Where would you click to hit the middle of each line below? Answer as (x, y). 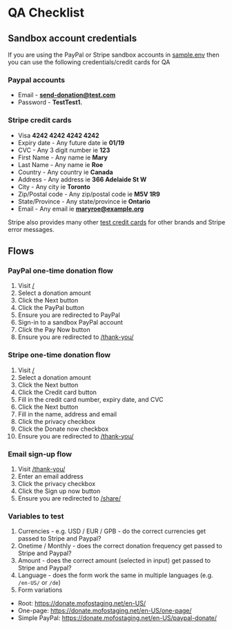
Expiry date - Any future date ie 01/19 (71, 142)
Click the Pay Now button (54, 330)
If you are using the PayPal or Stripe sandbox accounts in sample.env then (114, 55)
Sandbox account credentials (72, 38)
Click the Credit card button (57, 392)
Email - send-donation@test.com (67, 95)
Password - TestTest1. (50, 102)
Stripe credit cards (40, 120)
